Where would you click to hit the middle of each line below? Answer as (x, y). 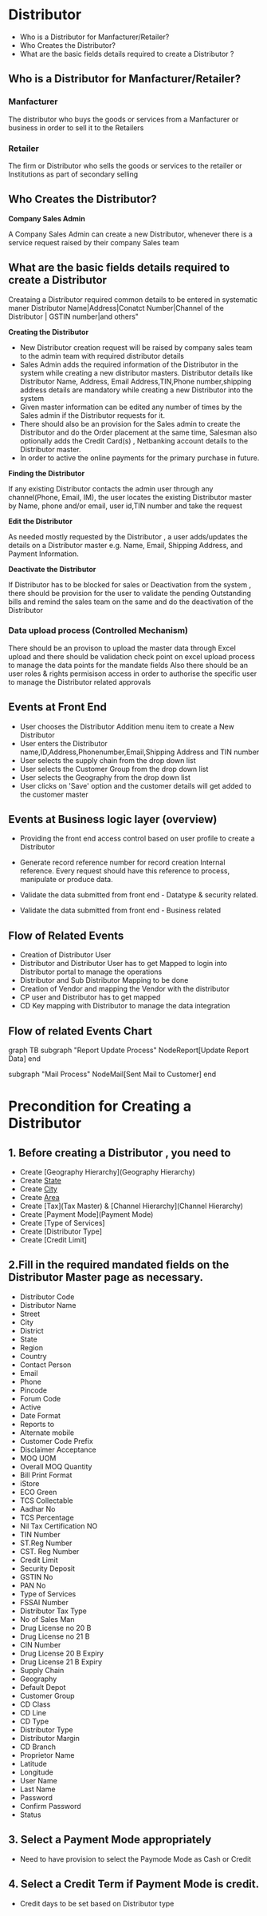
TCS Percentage (47, 1517)
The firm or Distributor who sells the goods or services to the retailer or (126, 165)
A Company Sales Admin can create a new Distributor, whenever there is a (131, 234)
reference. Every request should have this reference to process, (125, 871)
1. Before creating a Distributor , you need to (120, 1153)
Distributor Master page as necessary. (106, 1277)
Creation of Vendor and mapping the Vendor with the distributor (124, 989)
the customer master (54, 794)
